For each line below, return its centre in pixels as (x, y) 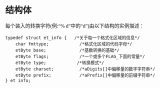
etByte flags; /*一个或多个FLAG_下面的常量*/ (80, 56)
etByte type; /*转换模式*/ (60, 62)
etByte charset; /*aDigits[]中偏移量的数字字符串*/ (85, 69)
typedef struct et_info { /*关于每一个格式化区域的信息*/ (72, 37)
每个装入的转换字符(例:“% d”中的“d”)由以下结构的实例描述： (75, 26)
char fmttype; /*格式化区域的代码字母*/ (74, 44)
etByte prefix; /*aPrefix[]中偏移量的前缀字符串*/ (85, 75)
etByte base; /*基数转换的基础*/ (67, 50)
